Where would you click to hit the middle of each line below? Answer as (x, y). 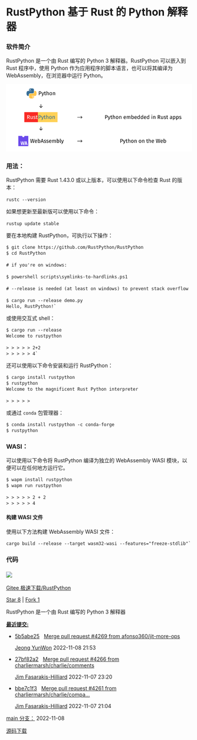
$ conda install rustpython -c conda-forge (60, 425)
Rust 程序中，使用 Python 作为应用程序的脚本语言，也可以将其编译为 (89, 68)
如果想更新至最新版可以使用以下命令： (52, 212)
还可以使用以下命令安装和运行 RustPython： (60, 366)
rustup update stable (33, 224)
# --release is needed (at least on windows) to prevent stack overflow (97, 289)
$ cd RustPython (26, 254)
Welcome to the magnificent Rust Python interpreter (72, 390)
